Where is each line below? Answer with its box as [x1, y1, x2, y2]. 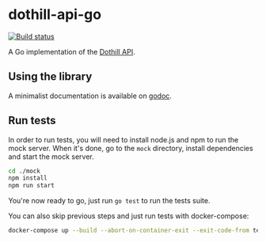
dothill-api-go [8, 6, 101, 24]
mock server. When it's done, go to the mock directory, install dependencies [8, 143, 253, 153]
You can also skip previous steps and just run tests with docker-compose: [8, 211, 249, 221]
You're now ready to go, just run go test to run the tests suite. [8, 196, 211, 206]
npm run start [8, 182, 55, 190]
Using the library [8, 70, 93, 84]
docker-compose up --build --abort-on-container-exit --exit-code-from [8, 227, 249, 235]
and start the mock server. [8, 152, 95, 161]
